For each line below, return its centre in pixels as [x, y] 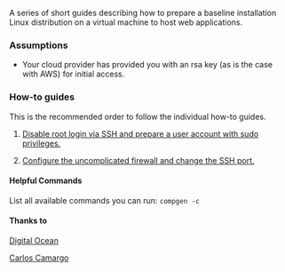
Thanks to [28, 220]
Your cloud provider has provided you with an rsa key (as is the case [147, 65]
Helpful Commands [46, 180]
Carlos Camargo [39, 258]
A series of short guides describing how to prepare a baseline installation [143, 13]
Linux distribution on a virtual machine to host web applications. [126, 22]
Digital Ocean [34, 240]
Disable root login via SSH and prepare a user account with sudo [140, 133]
